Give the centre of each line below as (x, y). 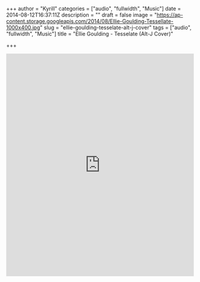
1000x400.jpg (23, 27)
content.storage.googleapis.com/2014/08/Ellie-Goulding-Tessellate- (90, 21)
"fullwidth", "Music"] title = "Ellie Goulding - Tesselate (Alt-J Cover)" (90, 34)
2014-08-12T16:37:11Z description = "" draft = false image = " (82, 15)
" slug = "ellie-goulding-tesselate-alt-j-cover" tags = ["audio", (115, 27)
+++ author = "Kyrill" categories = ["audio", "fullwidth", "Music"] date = (94, 9)
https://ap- (170, 15)
